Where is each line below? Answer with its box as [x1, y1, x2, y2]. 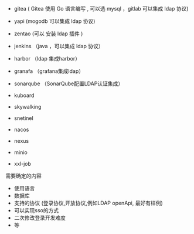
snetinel [13, 115, 33, 122]
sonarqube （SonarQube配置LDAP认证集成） [13, 80, 124, 87]
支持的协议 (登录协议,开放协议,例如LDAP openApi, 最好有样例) [13, 199, 164, 206]
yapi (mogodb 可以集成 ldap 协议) [13, 18, 96, 25]
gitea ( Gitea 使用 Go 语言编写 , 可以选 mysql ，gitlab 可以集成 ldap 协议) [13, 5, 189, 12]
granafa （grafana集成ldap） [13, 68, 84, 75]
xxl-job [13, 161, 32, 167]
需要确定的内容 [5, 172, 42, 179]
